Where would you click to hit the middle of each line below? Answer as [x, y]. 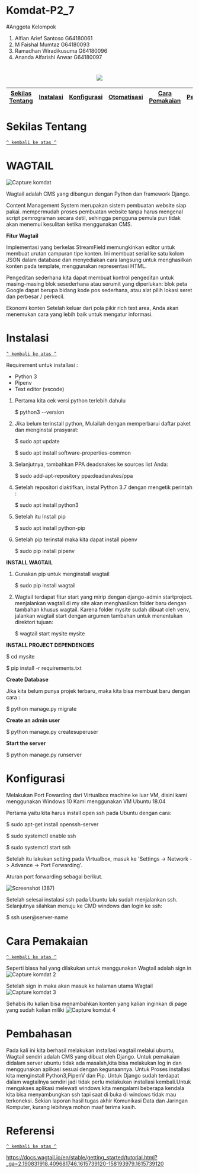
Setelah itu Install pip [40, 516]
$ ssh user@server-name [37, 917]
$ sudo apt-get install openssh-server [52, 824]
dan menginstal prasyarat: [46, 430]
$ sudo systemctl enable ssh [41, 836]
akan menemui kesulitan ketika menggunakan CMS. [69, 224]
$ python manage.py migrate [41, 708]
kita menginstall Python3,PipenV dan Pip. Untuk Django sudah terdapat [93, 1075]
